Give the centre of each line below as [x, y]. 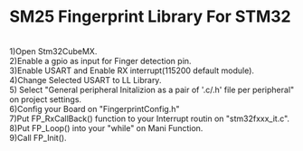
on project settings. [46, 99]
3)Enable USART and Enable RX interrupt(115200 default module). [132, 71]
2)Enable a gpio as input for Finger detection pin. [100, 61]
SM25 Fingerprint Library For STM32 [150, 17]
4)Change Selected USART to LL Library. [85, 80]
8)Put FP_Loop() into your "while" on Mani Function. [106, 127]
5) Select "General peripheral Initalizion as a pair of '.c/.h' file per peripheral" [152, 90]
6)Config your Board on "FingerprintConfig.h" [95, 109]
